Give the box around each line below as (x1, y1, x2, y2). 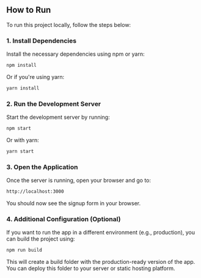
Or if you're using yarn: (6, 73, 65, 80)
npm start (6, 126, 32, 132)
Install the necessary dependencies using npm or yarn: (6, 50, 145, 58)
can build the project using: (6, 235, 75, 242)
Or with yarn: (6, 137, 40, 144)
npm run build (6, 247, 43, 254)
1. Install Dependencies (6, 36, 77, 45)
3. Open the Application (6, 162, 78, 171)
